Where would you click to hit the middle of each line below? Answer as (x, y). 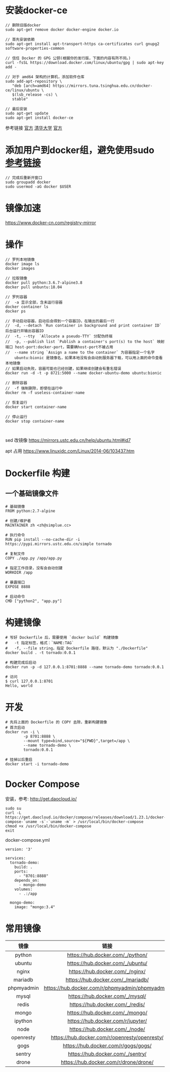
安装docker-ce (36, 10)
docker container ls (27, 307)
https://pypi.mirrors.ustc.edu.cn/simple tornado (59, 544)
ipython (24, 1021)
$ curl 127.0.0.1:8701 (29, 681)
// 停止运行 (16, 417)
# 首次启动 (15, 728)
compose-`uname (21, 822)
